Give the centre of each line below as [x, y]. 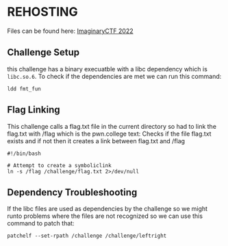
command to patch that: [41, 223]
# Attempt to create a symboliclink [59, 165]
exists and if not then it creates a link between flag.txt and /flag [96, 140]
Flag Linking [34, 110]
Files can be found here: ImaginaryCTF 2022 [70, 31]
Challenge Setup [43, 52]
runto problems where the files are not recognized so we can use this [105, 216]
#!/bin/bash [24, 153]
